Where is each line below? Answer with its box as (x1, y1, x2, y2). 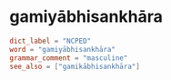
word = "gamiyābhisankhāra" (9, 45, 116, 54)
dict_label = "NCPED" (9, 36, 92, 45)
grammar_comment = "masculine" (9, 53, 128, 63)
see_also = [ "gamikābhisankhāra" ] (9, 62, 141, 71)
